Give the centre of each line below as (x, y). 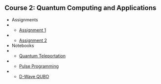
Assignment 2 (33, 40)
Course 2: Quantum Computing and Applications (80, 8)
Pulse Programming (39, 66)
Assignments (25, 19)
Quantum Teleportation (42, 56)
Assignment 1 (33, 30)
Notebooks (23, 45)
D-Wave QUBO (34, 76)
